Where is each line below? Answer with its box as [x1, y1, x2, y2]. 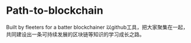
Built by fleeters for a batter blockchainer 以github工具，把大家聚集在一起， [6, 24, 189, 30]
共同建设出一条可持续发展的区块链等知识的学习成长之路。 [6, 30, 145, 38]
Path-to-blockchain [6, 4, 104, 17]
